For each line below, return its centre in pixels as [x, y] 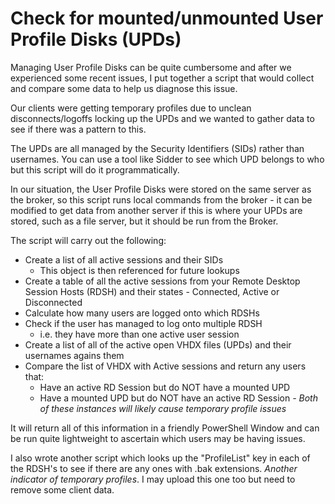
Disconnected [53, 302]
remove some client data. [62, 489]
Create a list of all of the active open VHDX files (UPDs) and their [158, 344]
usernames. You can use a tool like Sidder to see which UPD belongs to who [167, 159]
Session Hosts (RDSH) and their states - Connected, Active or [152, 291]
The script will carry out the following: [88, 240]
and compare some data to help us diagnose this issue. [124, 88]
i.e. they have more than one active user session [139, 334]
